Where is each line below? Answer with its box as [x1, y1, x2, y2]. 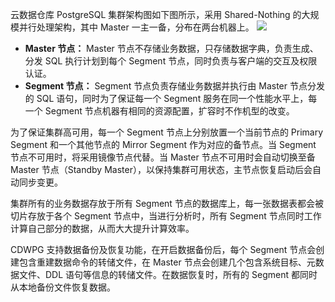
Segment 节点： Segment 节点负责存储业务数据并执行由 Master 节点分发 [24, 80, 325, 92]
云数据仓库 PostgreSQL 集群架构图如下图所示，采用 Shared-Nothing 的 [10, 9, 302, 20]
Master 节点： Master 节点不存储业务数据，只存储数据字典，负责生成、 [24, 43, 319, 54]
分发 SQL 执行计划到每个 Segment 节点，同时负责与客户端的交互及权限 [24, 55, 318, 67]
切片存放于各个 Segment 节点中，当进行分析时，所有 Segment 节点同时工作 [10, 210, 322, 222]
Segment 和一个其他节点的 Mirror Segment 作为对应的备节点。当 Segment [10, 139, 317, 150]
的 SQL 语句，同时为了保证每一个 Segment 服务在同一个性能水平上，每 [24, 93, 318, 104]
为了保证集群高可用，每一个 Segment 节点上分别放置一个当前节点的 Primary [10, 126, 324, 138]
